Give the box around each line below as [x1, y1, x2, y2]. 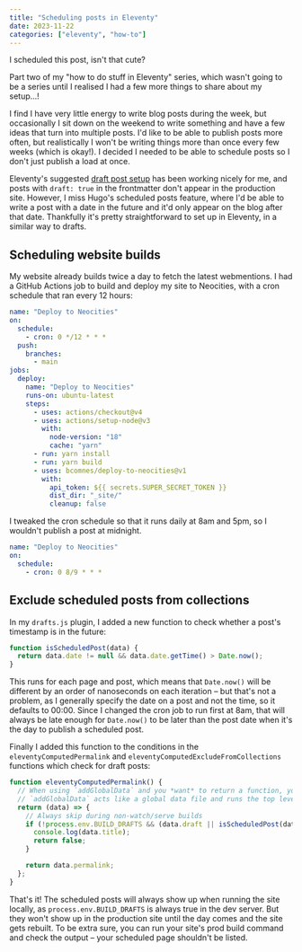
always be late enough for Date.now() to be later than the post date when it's [9, 715, 293, 726]
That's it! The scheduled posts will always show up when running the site [9, 894, 280, 904]
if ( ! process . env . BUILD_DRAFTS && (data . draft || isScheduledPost [25, 819, 280, 829]
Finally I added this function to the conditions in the [9, 742, 200, 753]
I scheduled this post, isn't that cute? [9, 55, 146, 66]
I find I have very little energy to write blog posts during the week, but [9, 109, 267, 119]
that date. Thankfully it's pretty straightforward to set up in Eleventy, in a [9, 212, 277, 223]
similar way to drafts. [9, 221, 87, 232]
